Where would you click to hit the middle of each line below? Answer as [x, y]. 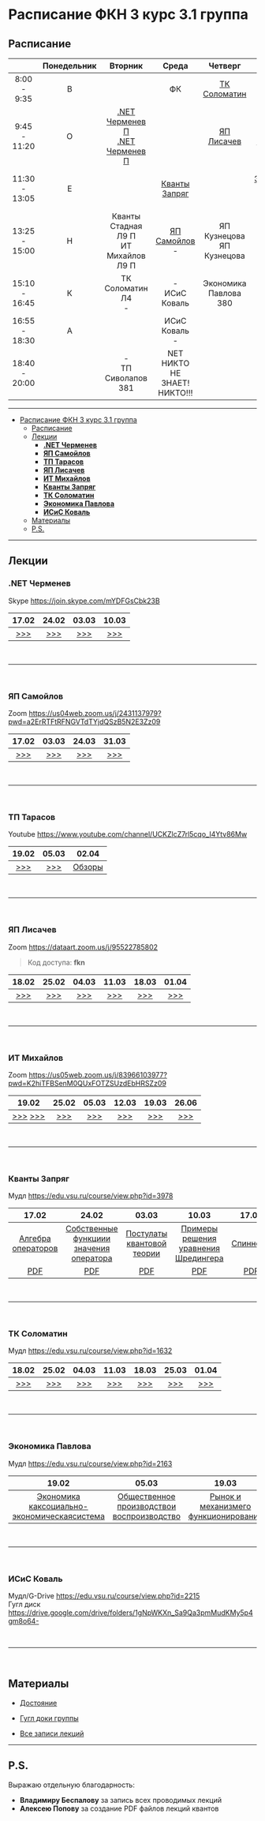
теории [146, 1253]
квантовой [147, 1243]
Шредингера [199, 1258]
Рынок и [226, 1496]
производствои [147, 1506]
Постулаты [147, 1234]
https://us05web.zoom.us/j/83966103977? [98, 1074]
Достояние [38, 1703]
